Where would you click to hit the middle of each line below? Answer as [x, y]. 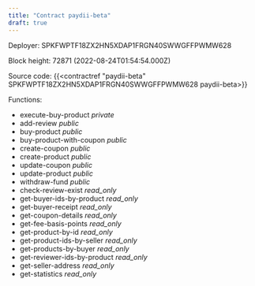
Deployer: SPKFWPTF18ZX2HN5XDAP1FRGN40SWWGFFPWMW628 [120, 45]
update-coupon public [56, 165]
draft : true [28, 23]
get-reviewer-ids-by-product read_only [83, 257]
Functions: [25, 99]
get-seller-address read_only [67, 266]
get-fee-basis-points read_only [71, 223]
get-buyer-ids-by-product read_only [79, 199]
